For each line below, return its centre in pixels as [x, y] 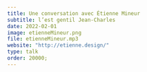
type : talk [23, 52]
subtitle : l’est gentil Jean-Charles [61, 20]
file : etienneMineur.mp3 [43, 39]
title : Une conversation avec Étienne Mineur [73, 13]
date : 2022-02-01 [32, 26]
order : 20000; [28, 58]
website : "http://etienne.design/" [58, 45]
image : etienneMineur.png [44, 33]
